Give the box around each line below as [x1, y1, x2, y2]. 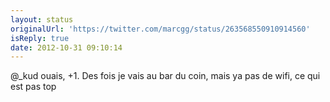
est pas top [10, 81, 57, 93]
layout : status [10, 14, 74, 25]
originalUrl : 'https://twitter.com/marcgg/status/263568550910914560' [10, 24, 311, 34]
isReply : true [10, 33, 70, 43]
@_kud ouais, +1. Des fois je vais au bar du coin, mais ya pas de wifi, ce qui [10, 70, 321, 82]
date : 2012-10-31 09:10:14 [10, 42, 123, 53]
